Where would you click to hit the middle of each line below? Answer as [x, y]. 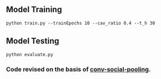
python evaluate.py [30, 54]
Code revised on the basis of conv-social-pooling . [78, 69]
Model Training [34, 10]
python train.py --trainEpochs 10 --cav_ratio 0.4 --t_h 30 [81, 23]
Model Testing [33, 41]
